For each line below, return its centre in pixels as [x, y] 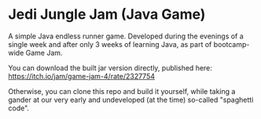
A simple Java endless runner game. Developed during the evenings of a [126, 36]
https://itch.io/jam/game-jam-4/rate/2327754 [82, 76]
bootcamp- [232, 44]
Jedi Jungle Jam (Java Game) [107, 14]
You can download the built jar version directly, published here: [110, 67]
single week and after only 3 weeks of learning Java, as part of [110, 44]
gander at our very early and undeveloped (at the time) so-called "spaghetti [131, 99]
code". [19, 108]
